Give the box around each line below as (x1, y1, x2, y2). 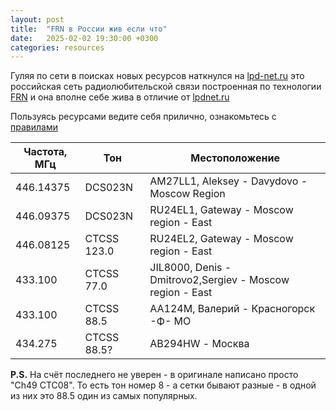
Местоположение (190, 151, 280, 165)
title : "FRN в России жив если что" (10, 24, 168, 34)
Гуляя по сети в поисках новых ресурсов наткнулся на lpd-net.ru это (10, 70, 305, 82)
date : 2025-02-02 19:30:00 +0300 (10, 33, 159, 43)
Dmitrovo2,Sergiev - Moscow (149, 273, 290, 287)
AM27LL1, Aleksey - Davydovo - (149, 174, 308, 188)
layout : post (10, 14, 65, 25)
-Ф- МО (149, 314, 192, 328)
